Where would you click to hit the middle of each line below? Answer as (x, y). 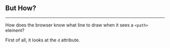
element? (15, 30)
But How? (21, 8)
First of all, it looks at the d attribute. (42, 40)
